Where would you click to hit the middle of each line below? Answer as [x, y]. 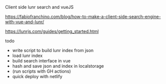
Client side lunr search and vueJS [40, 7]
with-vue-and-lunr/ [25, 22]
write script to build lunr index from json [53, 50]
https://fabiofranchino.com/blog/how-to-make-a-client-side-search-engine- [83, 16]
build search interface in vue [41, 61]
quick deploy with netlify [37, 76]
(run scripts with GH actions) [41, 71]
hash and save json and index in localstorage [58, 66]
